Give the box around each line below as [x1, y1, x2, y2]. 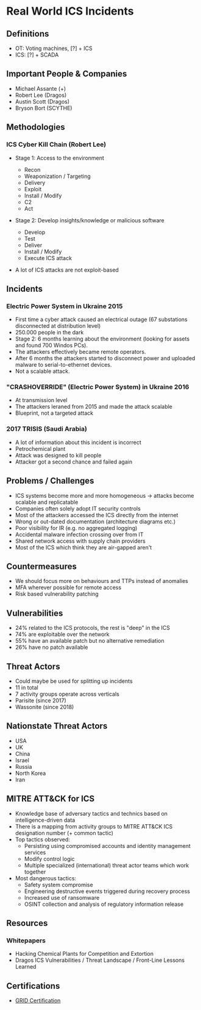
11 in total [15, 684, 38, 691]
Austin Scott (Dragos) [15, 97, 70, 105]
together [24, 868, 46, 875]
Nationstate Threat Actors [6, 721, 108, 732]
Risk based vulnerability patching [15, 590, 99, 598]
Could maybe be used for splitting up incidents [15, 677, 133, 685]
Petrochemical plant [15, 445, 66, 452]
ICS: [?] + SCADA [15, 51, 59, 58]
